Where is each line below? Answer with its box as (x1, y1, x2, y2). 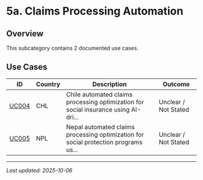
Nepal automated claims (66, 122, 135, 131)
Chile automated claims (66, 90, 133, 98)
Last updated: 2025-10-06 (6, 167, 72, 174)
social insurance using (66, 105, 130, 113)
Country (36, 80, 60, 88)
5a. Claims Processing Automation (6, 4, 184, 18)
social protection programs (66, 138, 143, 146)
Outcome (163, 80, 190, 88)
